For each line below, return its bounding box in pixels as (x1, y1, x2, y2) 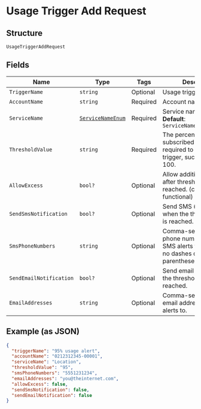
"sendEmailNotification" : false (11, 392, 93, 398)
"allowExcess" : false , (11, 381, 68, 387)
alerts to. (162, 306, 187, 315)
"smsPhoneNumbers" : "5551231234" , (11, 370, 98, 376)
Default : (162, 115, 186, 123)
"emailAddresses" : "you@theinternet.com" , (11, 376, 119, 381)
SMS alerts (162, 242, 193, 250)
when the (162, 209, 189, 218)
